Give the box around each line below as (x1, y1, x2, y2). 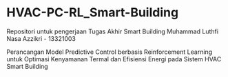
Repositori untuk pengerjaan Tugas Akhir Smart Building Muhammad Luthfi (6, 27, 218, 35)
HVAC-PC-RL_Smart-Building (6, 5, 179, 20)
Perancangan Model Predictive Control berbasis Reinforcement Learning (6, 48, 213, 56)
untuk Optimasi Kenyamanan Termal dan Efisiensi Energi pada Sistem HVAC (6, 55, 222, 63)
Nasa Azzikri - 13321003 (6, 34, 76, 42)
